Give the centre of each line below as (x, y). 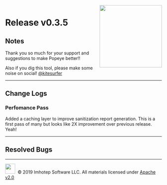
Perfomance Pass (27, 108)
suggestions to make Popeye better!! (43, 58)
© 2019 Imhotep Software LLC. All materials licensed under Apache (86, 172)
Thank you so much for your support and (47, 53)
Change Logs (26, 93)
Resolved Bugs (29, 150)
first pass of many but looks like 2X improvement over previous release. (79, 124)
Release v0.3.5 (37, 23)
